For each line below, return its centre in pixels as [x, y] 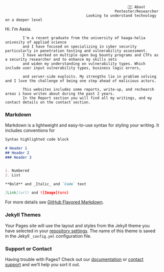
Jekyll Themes [23, 215]
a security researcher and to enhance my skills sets [61, 59]
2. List [13, 175]
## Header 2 [17, 153]
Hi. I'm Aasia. [18, 29]
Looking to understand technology [121, 16]
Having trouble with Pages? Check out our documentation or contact [74, 259]
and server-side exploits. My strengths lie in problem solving [90, 76]
